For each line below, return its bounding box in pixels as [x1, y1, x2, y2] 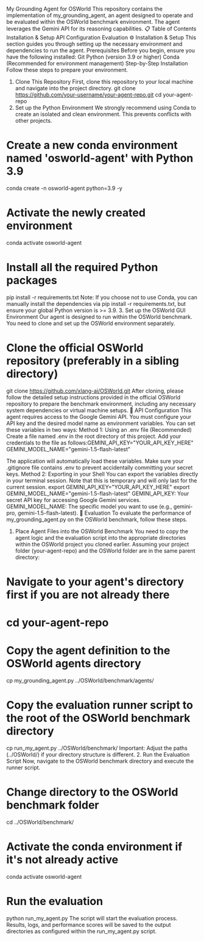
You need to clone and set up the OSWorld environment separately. [6, 319, 175, 327]
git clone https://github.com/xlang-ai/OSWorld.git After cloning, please [6, 387, 184, 394]
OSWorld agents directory [6, 656, 141, 670]
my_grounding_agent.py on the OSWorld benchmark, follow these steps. [6, 515, 188, 523]
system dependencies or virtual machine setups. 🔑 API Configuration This [6, 406, 192, 414]
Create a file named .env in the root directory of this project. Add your [6, 432, 181, 440]
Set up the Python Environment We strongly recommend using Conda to [15, 104, 197, 111]
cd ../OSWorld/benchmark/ [6, 818, 74, 826]
